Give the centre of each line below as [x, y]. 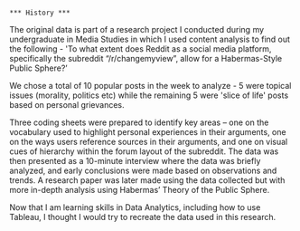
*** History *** [40, 13]
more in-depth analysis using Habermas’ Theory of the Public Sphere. [140, 190]
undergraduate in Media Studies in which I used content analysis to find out [150, 39]
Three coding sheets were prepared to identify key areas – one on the [139, 122]
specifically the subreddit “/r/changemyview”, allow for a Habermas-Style [146, 58]
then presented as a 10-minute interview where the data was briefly [135, 161]
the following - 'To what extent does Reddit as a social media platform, [141, 49]
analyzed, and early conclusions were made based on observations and [143, 170]
